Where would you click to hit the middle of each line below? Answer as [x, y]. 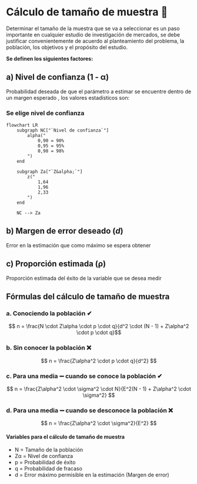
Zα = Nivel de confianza [44, 456]
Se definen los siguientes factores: [50, 58]
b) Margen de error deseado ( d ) [65, 231]
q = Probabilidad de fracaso [48, 469]
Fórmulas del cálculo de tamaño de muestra [88, 297]
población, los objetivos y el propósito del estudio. [67, 47]
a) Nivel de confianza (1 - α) [58, 77]
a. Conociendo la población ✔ [49, 313]
